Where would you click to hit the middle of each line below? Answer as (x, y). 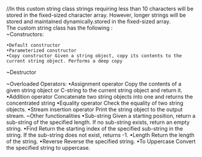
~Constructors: (25, 34)
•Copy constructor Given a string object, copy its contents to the (94, 56)
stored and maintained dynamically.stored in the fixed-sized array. (88, 21)
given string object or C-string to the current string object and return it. (94, 90)
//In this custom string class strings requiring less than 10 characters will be (100, 9)
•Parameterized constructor (42, 51)
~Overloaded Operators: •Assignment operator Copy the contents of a (94, 84)
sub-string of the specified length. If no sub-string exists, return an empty (98, 122)
